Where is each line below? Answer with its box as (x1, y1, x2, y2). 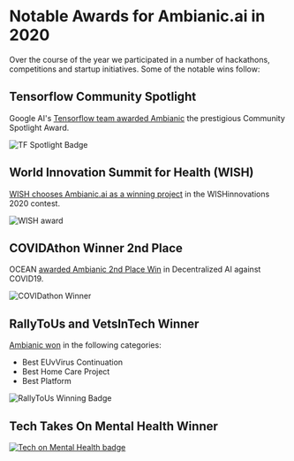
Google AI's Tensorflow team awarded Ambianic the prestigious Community (9, 112, 285, 123)
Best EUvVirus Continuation (21, 357, 124, 368)
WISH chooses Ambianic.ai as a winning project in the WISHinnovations (9, 188, 270, 199)
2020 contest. (9, 197, 60, 209)
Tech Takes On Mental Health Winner (9, 419, 219, 434)
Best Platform (21, 376, 72, 387)
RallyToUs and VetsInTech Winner (9, 316, 200, 331)
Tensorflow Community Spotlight (9, 89, 197, 104)
